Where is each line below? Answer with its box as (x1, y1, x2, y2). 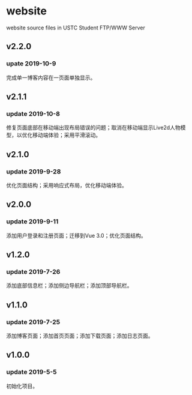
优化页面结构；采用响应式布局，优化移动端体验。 (6, 182, 127, 188)
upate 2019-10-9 (6, 59, 56, 68)
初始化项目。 (6, 382, 38, 390)
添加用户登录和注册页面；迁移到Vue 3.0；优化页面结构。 (6, 232, 146, 239)
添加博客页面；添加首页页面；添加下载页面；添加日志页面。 (6, 332, 154, 340)
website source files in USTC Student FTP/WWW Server (6, 24, 145, 31)
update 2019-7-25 (6, 318, 61, 326)
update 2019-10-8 (6, 109, 60, 118)
